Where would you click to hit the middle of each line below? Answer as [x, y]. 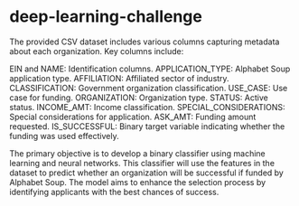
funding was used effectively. [64, 136]
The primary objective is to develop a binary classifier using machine [138, 153]
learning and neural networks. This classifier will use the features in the [142, 163]
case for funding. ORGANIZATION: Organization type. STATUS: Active [139, 98]
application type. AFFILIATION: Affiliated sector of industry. [119, 78]
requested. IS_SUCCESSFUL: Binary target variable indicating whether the [147, 126]
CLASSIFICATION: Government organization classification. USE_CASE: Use [149, 88]
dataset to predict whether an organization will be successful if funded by [147, 173]
